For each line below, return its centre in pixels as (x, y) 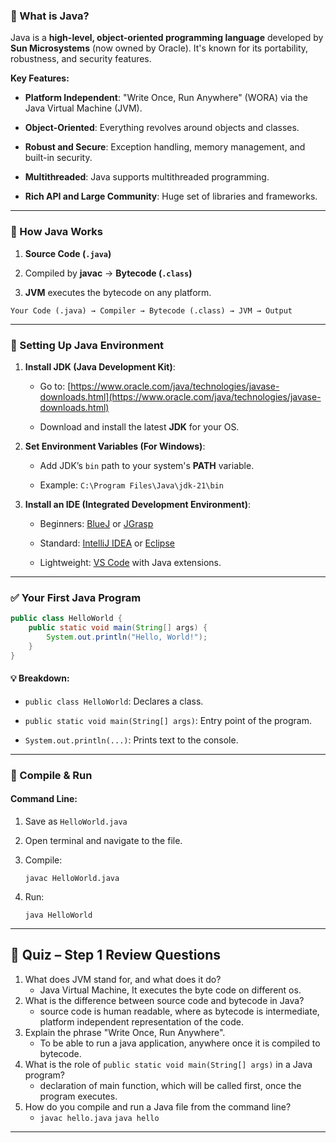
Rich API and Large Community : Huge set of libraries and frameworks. (171, 196)
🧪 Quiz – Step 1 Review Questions (116, 955)
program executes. (78, 1096)
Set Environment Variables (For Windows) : (115, 446)
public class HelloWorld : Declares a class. (114, 701)
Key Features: (40, 78)
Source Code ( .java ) (68, 253)
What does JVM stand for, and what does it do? (123, 979)
